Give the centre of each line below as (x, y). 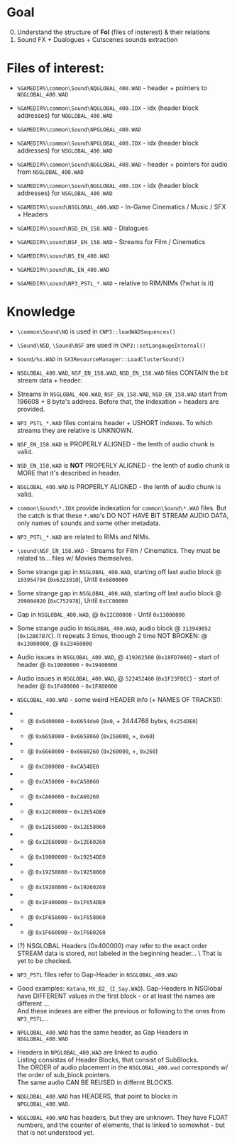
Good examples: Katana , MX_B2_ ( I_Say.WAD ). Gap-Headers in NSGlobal (120, 988)
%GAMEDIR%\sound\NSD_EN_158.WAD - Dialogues (82, 228)
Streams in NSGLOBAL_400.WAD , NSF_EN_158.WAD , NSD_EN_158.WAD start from (122, 394)
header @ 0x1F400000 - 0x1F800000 (67, 686)
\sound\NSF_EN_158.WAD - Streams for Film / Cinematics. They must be (118, 550)
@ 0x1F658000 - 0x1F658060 (66, 917)
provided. (31, 409)
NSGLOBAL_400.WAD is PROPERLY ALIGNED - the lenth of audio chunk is (119, 486)
